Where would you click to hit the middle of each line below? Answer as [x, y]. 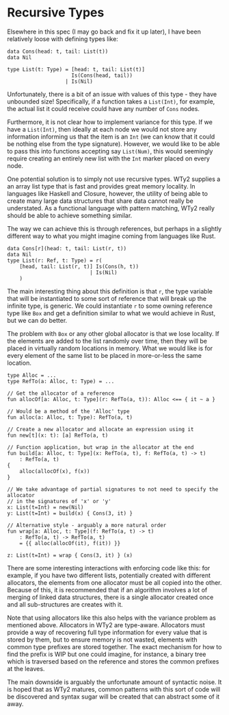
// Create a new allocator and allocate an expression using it [100, 429]
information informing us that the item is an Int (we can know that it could [111, 136]
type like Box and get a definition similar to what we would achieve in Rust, [111, 313]
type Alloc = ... [32, 375]
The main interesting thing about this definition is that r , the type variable [110, 291]
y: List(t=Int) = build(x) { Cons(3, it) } [70, 513]
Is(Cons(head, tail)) [102, 75]
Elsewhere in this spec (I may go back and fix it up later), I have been [104, 32]
